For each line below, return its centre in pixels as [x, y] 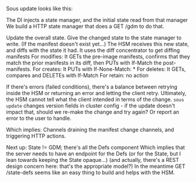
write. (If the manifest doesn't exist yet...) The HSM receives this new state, [98, 44]
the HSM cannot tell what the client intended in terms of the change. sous [95, 99]
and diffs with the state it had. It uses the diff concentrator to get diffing [93, 50]
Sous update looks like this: [39, 9]
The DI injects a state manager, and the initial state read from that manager [97, 20]
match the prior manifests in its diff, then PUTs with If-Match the [84, 63]
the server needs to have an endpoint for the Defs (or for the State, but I [94, 154]
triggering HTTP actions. [36, 136]
